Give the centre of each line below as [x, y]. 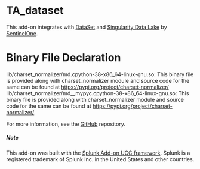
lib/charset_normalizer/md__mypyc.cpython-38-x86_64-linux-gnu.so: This [98, 93]
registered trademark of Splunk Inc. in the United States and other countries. [100, 159]
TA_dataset [35, 10]
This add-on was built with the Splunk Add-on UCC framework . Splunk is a [98, 153]
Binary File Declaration [64, 58]
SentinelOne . [22, 33]
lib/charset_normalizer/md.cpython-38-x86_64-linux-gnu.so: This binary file [100, 74]
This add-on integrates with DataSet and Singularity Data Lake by [87, 27]
